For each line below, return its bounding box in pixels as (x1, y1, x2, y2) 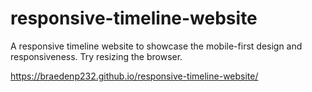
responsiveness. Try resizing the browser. (10, 50, 183, 62)
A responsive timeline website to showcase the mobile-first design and (10, 40, 303, 52)
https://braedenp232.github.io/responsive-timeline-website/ (10, 70, 259, 82)
